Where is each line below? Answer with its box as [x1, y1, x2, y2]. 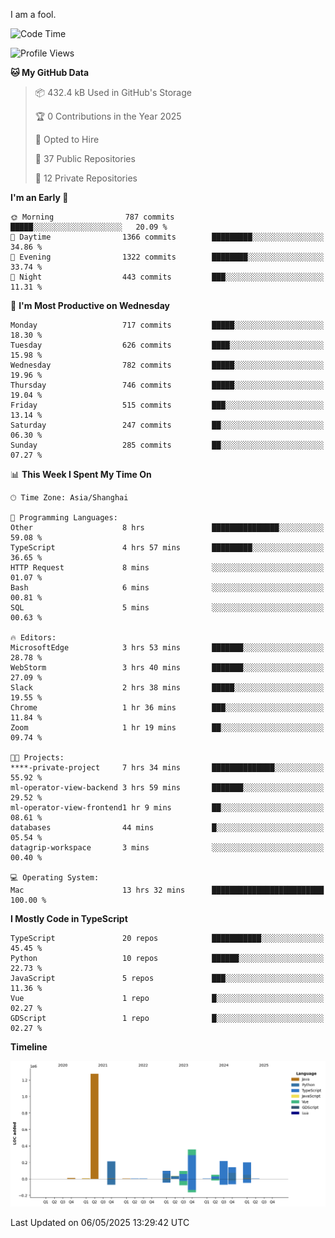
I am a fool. [10, 9, 57, 20]
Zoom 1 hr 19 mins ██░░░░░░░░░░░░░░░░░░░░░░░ [10, 723, 325, 733]
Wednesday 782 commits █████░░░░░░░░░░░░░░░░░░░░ [10, 360, 325, 370]
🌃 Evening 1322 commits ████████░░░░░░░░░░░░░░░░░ [10, 252, 325, 262]
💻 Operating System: [10, 873, 100, 883]
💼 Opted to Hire [34, 134, 100, 145]
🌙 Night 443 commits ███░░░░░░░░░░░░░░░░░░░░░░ [10, 272, 325, 282]
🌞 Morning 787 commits [10, 212, 175, 222]
